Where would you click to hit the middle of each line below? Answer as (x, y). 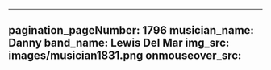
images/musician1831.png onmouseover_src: (125, 56)
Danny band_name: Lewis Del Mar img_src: (119, 43)
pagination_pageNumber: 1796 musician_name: (131, 30)
